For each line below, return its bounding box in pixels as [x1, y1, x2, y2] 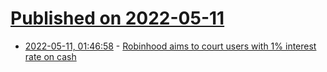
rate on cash [24, 50, 77, 62]
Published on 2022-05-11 [10, 7, 225, 30]
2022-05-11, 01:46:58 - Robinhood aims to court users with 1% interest [24, 40, 317, 52]
